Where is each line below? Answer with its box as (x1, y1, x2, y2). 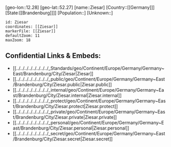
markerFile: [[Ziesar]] (5, 29, 56, 34)
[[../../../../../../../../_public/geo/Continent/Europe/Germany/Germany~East (12, 76, 165, 82)
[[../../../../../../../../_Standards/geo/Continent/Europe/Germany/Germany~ (12, 65, 165, 71)
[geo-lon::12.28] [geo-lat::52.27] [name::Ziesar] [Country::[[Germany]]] (5, 5, 155, 10)
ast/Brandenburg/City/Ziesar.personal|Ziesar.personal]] (12, 125, 129, 131)
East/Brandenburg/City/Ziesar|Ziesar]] (12, 70, 93, 76)
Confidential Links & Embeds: (5, 51, 101, 60)
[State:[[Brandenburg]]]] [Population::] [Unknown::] (5, 10, 113, 16)
